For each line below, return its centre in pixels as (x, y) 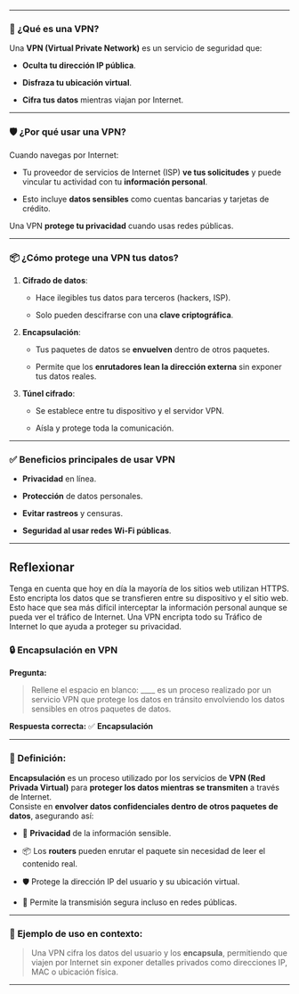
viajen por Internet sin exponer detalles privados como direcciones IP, (159, 962)
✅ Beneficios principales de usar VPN (92, 459)
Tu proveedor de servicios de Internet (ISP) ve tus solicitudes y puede (152, 172)
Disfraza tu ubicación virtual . (77, 83)
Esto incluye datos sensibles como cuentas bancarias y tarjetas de (145, 199)
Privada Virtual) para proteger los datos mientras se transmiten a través (145, 787)
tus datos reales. (66, 376)
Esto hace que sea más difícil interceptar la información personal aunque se (148, 608)
